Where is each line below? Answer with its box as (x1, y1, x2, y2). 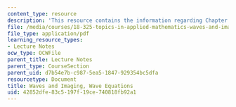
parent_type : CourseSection (7, 63, 90, 70)
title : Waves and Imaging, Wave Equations (7, 82, 133, 89)
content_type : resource (7, 10, 77, 18)
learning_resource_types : (7, 37, 83, 44)
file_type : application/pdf (7, 30, 90, 37)
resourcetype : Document (7, 75, 77, 83)
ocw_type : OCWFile (7, 50, 61, 57)
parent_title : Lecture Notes (7, 56, 93, 63)
